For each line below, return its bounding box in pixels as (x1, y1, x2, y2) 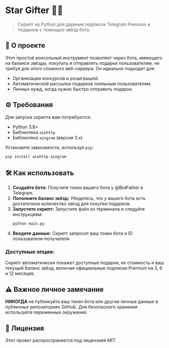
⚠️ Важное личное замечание (5, 285, 104, 293)
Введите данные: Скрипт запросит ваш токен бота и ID (12, 230, 133, 236)
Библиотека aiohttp (12, 129, 55, 135)
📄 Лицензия (5, 324, 44, 332)
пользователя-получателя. (12, 236, 71, 242)
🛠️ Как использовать (5, 169, 74, 177)
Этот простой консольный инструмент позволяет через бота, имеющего (5, 55, 162, 61)
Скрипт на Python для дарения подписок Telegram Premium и (17, 21, 150, 27)
